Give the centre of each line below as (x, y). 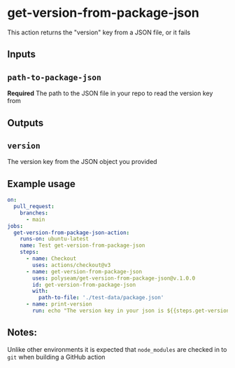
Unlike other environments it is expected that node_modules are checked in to (117, 349)
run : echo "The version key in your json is (98, 311)
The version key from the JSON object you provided (82, 162)
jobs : (15, 226)
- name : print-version (59, 304)
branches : (34, 213)
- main (35, 219)
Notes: (22, 333)
